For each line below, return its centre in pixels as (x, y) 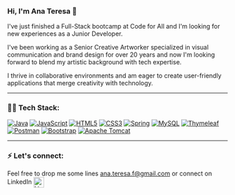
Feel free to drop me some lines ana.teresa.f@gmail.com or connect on (110, 173)
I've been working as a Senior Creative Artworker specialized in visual (108, 48)
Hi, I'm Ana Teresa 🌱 (42, 11)
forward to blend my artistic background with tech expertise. (94, 62)
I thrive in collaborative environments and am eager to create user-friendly (114, 75)
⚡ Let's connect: (36, 155)
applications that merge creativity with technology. (80, 83)
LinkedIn (20, 182)
